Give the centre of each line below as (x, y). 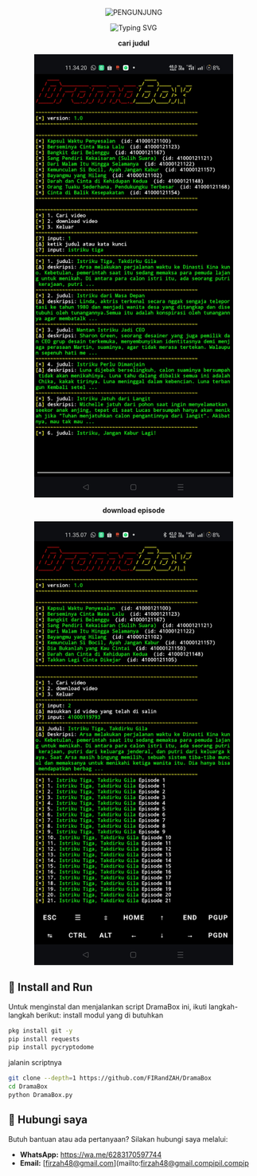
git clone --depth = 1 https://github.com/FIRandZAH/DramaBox (110, 1078)
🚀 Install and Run (51, 988)
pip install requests (44, 1039)
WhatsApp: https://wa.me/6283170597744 (90, 1154)
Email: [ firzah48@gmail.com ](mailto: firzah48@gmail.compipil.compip (134, 1162)
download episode (134, 511)
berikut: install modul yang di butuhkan (99, 1015)
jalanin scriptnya (35, 1063)
